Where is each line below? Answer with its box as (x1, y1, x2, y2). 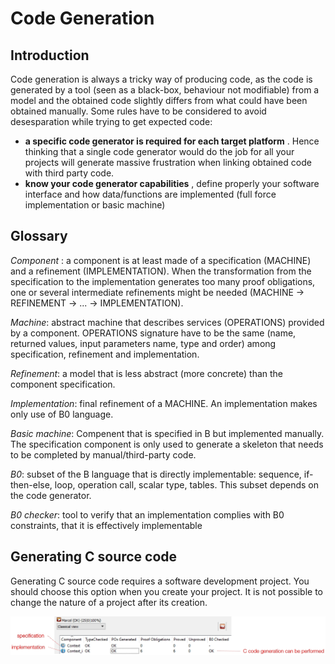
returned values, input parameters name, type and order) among (10, 337, 277, 349)
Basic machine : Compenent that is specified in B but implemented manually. (10, 427, 325, 439)
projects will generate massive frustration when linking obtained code (24, 157, 312, 168)
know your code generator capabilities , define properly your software (24, 178, 320, 189)
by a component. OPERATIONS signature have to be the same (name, (10, 327, 297, 339)
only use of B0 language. (10, 408, 114, 420)
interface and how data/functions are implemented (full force (24, 188, 277, 200)
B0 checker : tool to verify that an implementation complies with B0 (10, 508, 285, 521)
